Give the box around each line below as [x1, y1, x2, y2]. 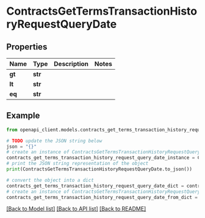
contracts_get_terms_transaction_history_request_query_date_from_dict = [6, 194, 198, 200]
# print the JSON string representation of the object [6, 161, 149, 167]
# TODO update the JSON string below [6, 137, 103, 144]
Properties [6, 42, 48, 52]
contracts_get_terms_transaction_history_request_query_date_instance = [6, 154, 195, 161]
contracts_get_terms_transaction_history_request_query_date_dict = [6, 183, 184, 189]
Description [54, 60, 88, 68]
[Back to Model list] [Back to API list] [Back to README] [6, 205, 146, 213]
